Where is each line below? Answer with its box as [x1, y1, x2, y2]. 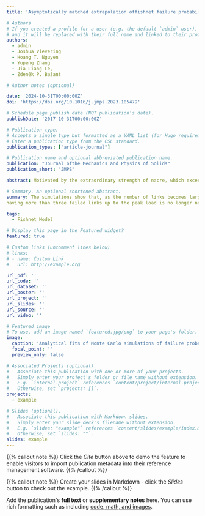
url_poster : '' [6, 290, 45, 296]
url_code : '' [6, 278, 40, 285]
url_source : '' [6, 307, 45, 313]
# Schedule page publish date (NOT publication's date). [6, 110, 154, 116]
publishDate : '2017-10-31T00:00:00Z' [6, 116, 103, 122]
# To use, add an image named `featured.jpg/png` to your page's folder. [6, 329, 198, 335]
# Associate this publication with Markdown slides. [6, 414, 149, 420]
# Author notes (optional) [6, 82, 75, 89]
